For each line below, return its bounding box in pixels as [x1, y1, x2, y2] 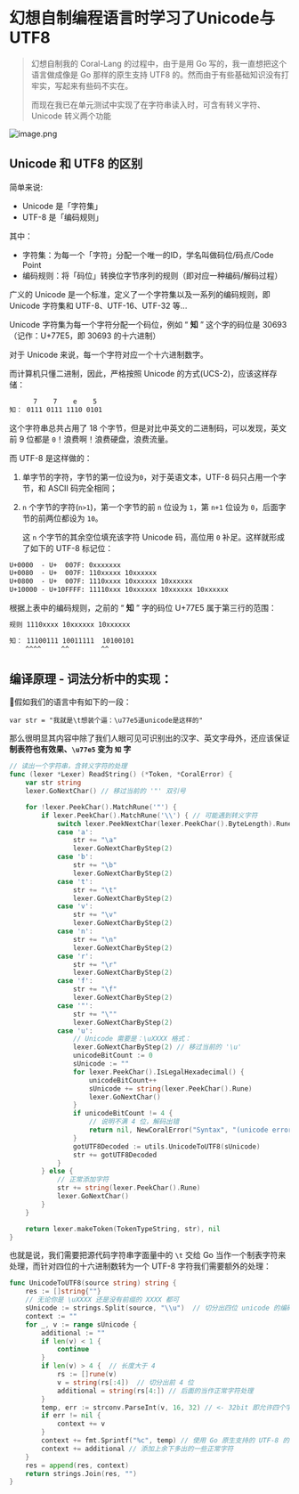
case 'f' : [56, 977, 93, 986]
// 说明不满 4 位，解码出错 [88, 1117, 180, 1126]
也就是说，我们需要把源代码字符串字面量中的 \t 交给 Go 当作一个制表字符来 [9, 1250, 287, 1261]
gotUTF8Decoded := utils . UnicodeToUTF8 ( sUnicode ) [72, 1141, 261, 1151]
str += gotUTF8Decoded [72, 1150, 158, 1159]
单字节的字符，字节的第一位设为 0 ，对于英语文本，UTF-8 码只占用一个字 [21, 471, 287, 482]
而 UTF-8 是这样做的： [9, 452, 93, 463]
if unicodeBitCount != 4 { [72, 1109, 174, 1118]
